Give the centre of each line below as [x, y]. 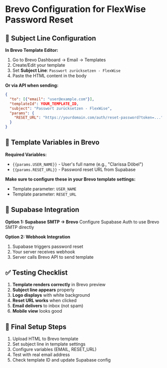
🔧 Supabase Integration [42, 210]
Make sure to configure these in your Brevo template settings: [70, 179]
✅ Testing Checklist [37, 273]
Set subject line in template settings [49, 344]
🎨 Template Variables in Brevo [52, 142]
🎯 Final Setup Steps [36, 327]
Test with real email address [41, 355]
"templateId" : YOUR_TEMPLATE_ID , [44, 104]
